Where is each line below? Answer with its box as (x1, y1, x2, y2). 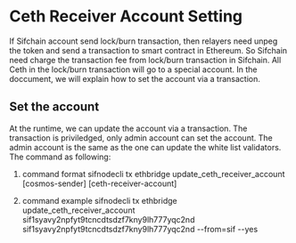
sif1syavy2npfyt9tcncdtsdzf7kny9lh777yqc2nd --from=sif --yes (21, 223, 259, 234)
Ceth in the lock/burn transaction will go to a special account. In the (9, 64, 258, 75)
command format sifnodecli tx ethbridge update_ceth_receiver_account (21, 168, 285, 179)
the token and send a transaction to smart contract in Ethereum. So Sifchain (9, 45, 288, 55)
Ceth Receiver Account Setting (9, 6, 243, 27)
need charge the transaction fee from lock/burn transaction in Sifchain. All (9, 54, 282, 65)
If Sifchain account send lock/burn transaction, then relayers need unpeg (9, 36, 278, 46)
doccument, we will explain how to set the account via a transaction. (9, 73, 260, 84)
